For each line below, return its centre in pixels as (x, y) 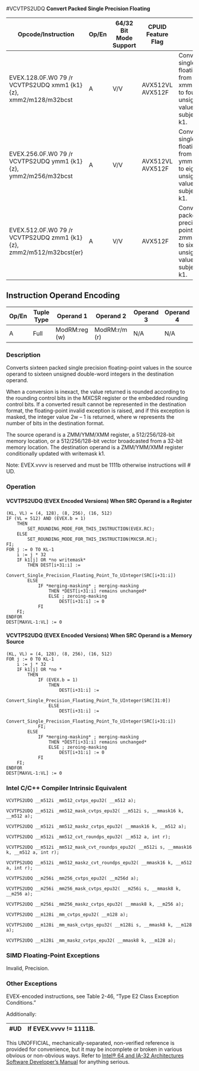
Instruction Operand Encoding (63, 296)
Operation (21, 487)
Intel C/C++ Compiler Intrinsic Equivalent (67, 788)
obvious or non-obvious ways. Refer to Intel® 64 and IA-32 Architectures (95, 1056)
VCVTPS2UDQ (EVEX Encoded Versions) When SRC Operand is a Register (99, 501)
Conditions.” (21, 1003)
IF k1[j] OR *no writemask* (51, 560)
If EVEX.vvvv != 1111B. (61, 1029)
